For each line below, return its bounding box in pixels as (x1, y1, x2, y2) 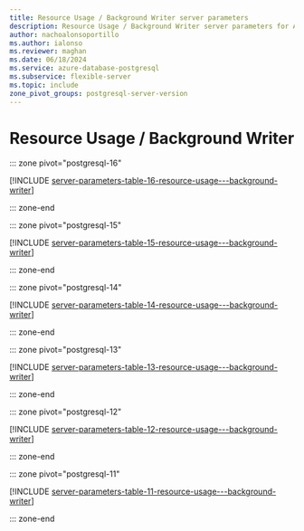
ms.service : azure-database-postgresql (9, 64, 160, 73)
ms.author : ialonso (9, 38, 83, 48)
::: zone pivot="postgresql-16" (9, 157, 122, 168)
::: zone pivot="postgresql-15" (9, 220, 122, 231)
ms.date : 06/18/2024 (9, 55, 88, 64)
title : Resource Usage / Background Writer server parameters (9, 13, 249, 23)
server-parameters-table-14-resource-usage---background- (51, 299, 279, 310)
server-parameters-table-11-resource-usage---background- (51, 486, 277, 498)
